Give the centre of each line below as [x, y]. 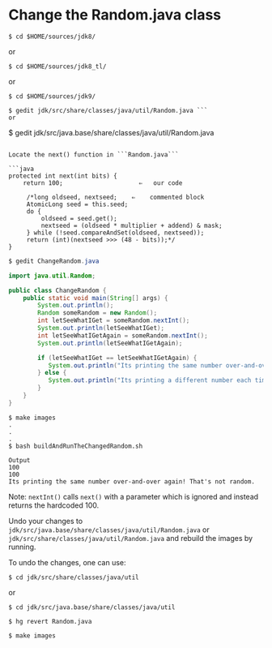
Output [19, 460]
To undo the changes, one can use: [68, 562]
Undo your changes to [46, 521]
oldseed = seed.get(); [79, 218]
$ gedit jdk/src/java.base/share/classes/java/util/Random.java [111, 132]
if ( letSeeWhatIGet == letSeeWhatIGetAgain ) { [117, 358]
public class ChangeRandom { [57, 290]
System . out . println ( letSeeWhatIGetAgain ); [110, 343]
